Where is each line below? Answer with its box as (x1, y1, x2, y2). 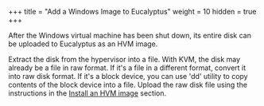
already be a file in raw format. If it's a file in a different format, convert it (8, 63, 247, 73)
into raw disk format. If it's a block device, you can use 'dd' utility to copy (8, 72, 248, 80)
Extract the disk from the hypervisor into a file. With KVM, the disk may (8, 55, 241, 64)
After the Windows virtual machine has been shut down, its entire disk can (8, 31, 252, 40)
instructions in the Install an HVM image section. (8, 88, 167, 98)
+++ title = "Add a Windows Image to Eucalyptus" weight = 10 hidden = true (8, 7, 257, 16)
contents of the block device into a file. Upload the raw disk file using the (8, 80, 248, 89)
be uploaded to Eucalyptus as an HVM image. (8, 39, 158, 49)
